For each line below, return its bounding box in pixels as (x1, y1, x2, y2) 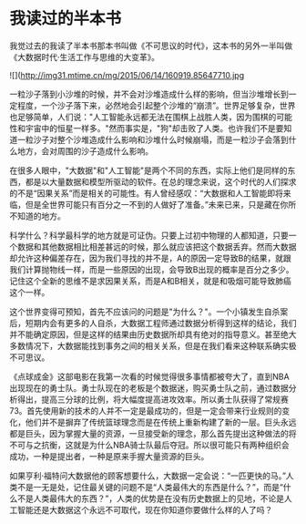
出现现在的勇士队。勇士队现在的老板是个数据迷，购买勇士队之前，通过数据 (9, 382, 289, 393)
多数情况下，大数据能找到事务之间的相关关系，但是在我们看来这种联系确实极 (9, 340, 297, 351)
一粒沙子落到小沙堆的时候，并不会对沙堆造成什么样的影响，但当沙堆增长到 (9, 88, 289, 99)
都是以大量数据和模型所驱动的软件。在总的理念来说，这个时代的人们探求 (25, 176, 297, 187)
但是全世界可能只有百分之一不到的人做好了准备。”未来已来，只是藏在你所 (25, 199, 297, 210)
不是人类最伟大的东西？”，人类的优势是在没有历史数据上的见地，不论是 (16, 493, 285, 504)
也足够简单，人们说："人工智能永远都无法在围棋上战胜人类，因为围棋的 (9, 111, 277, 122)
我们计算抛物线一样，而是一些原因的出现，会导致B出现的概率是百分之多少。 (9, 263, 294, 274)
